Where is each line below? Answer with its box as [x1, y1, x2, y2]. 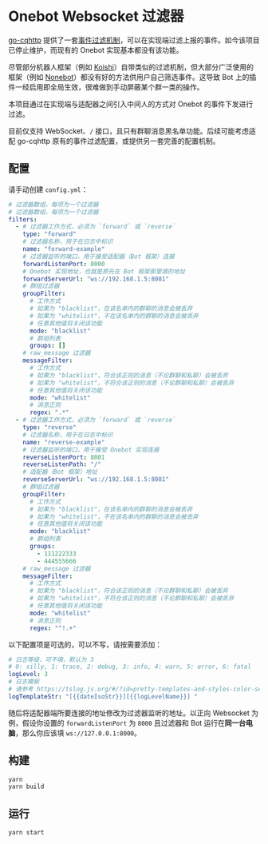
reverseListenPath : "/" [22, 460, 102, 468]
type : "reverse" [22, 424, 77, 432]
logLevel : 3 [8, 671, 48, 679]
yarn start [8, 829, 45, 837]
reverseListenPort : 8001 [22, 453, 105, 461]
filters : [8, 215, 37, 224]
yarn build [8, 782, 45, 791]
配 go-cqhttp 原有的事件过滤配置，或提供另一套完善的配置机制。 [8, 136, 220, 145]
